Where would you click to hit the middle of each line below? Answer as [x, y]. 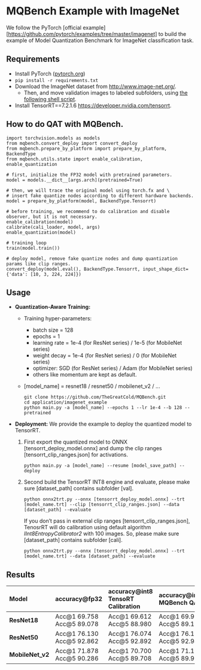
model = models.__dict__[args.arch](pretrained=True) [75, 180]
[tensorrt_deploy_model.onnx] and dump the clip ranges [93, 448]
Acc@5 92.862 [77, 641]
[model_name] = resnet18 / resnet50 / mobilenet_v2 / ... [92, 386]
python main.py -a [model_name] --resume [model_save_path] [100, 466]
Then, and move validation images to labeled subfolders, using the [106, 93]
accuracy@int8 [130, 592]
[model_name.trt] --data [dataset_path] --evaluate [89, 556]
